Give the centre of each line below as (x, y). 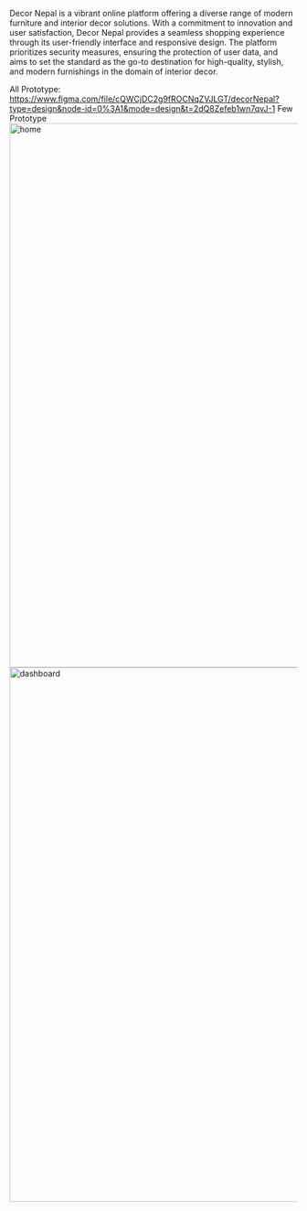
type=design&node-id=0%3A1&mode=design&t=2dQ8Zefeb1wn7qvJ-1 (143, 108)
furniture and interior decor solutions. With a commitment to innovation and (151, 23)
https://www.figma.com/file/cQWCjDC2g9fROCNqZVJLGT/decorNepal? (145, 99)
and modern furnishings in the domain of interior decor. (114, 71)
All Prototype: (35, 89)
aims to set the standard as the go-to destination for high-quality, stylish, (147, 62)
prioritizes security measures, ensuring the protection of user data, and (144, 52)
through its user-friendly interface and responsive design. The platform (143, 42)
